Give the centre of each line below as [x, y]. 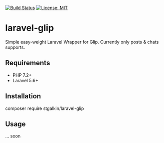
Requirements [28, 63]
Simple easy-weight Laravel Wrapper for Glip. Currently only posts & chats [82, 42]
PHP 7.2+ [22, 75]
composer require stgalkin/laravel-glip [45, 108]
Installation [23, 96]
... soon [13, 136]
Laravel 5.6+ [25, 80]
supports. [15, 47]
